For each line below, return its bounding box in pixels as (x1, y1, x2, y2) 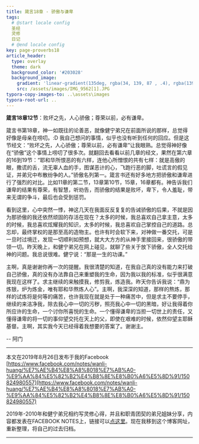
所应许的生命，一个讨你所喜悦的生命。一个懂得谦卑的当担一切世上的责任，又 (6, 307, 193, 315)
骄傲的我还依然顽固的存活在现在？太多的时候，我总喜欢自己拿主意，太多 (16, 213, 193, 220)
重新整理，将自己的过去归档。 (6, 425, 79, 432)
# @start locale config (11, 20, 70, 26)
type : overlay (11, 58, 46, 64)
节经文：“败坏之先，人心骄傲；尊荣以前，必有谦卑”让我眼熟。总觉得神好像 (6, 141, 188, 148)
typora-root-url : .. (6, 97, 57, 103)
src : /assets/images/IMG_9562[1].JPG (17, 86, 110, 92)
